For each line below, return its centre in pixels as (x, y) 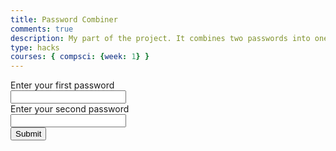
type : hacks (35, 47)
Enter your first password (62, 85)
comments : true (42, 29)
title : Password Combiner (64, 19)
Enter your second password (70, 109)
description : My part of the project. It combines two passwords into (160, 38)
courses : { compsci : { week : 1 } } (80, 57)
